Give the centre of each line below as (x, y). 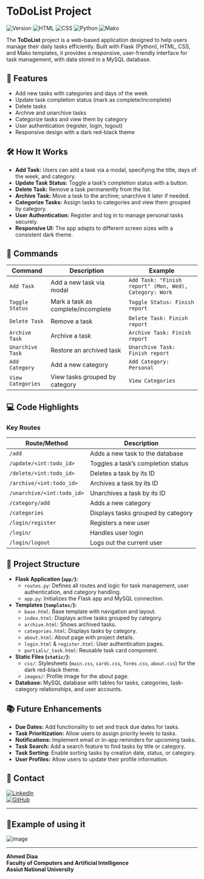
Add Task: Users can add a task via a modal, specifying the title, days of (106, 169)
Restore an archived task (86, 351)
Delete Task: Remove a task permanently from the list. (83, 189)
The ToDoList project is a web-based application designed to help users (97, 40)
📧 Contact (25, 778)
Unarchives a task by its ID (128, 493)
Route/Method (47, 443)
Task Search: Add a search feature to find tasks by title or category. (100, 746)
